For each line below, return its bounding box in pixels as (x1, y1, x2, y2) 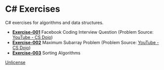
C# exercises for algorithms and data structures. (5, 20, 104, 25)
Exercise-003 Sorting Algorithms (12, 50, 81, 56)
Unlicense (5, 59, 26, 65)
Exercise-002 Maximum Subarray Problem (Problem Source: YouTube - (12, 39, 159, 45)
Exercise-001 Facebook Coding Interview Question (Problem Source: (12, 29, 154, 35)
